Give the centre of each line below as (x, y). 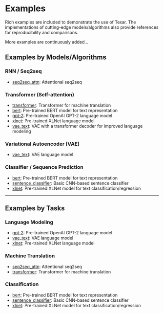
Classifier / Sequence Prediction (44, 167)
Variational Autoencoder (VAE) (42, 144)
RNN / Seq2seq (24, 71)
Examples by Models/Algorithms (56, 57)
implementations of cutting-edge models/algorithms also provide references (82, 27)
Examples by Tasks (35, 208)
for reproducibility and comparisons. (42, 32)
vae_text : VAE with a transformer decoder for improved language (77, 126)
